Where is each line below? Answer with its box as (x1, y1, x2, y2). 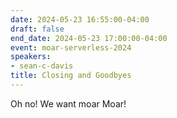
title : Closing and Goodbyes (10, 71, 132, 81)
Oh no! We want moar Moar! (10, 97, 127, 110)
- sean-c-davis (10, 61, 74, 71)
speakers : (10, 52, 52, 62)
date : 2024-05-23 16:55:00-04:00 (10, 14, 150, 25)
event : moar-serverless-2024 (10, 42, 132, 53)
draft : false (10, 24, 65, 34)
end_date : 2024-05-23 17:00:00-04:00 (10, 33, 168, 43)
